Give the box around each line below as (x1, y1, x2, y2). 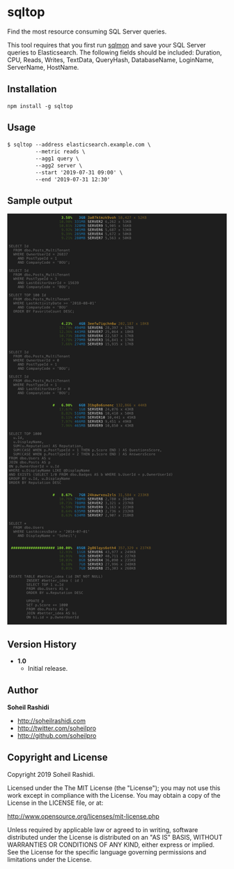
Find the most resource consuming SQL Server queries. (7, 27, 167, 36)
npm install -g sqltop (7, 103, 73, 110)
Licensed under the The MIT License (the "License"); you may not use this (7, 783, 221, 792)
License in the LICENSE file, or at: (7, 799, 104, 807)
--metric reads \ (35, 148, 86, 155)
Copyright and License (7, 752, 108, 764)
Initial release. (27, 664, 68, 672)
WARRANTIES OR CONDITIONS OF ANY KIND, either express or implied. (7, 840, 214, 849)
